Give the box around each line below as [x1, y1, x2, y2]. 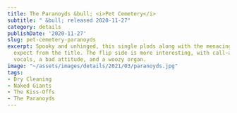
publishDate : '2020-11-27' [7, 29, 87, 37]
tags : [7, 69, 23, 76]
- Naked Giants [7, 82, 52, 89]
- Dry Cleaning [7, 75, 52, 83]
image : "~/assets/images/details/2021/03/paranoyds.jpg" [7, 62, 178, 69]
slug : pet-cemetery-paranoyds [7, 36, 97, 44]
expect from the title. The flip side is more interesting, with [13, 50, 210, 57]
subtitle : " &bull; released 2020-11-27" [7, 17, 131, 24]
